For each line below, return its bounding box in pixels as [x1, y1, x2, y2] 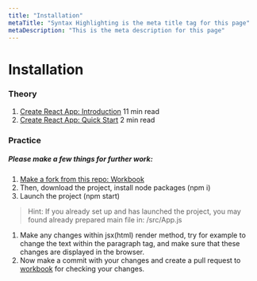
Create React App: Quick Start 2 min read [19, 115, 155, 124]
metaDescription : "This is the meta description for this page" [8, 26, 225, 34]
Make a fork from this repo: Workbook [19, 174, 145, 184]
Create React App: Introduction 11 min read [19, 106, 160, 116]
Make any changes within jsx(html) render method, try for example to [19, 230, 246, 240]
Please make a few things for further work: [8, 154, 153, 164]
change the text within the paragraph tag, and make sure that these [19, 238, 240, 248]
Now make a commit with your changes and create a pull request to [19, 255, 241, 265]
